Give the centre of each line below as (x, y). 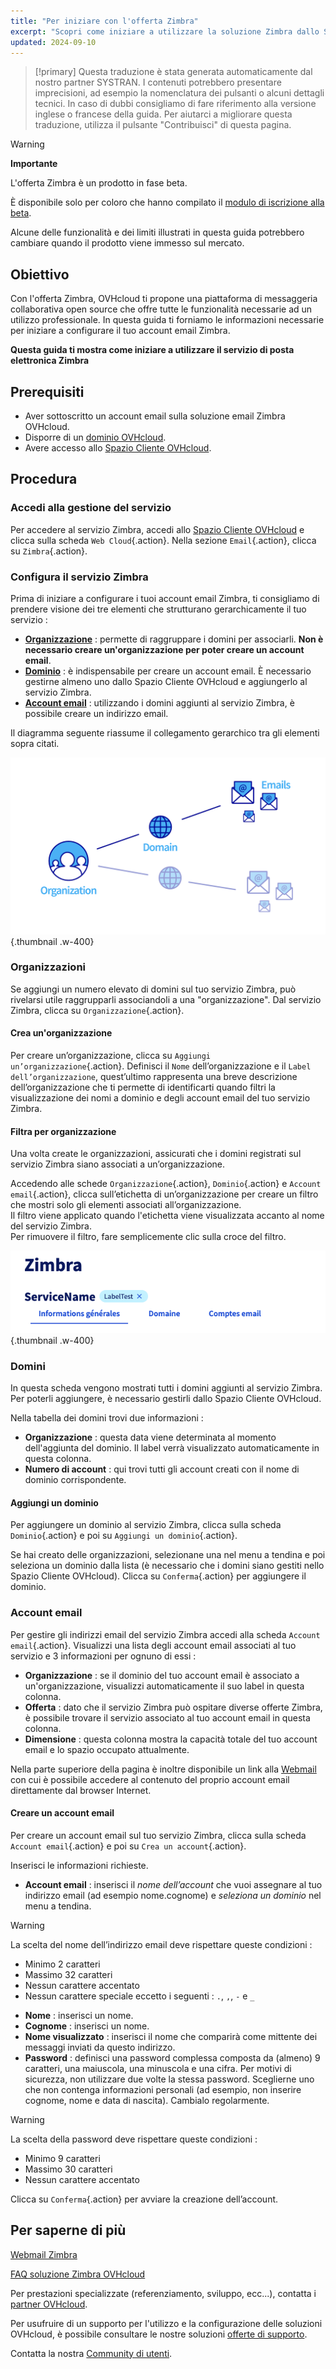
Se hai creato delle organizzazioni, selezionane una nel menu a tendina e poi (168, 1555)
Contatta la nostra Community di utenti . (91, 2353)
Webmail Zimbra (44, 2254)
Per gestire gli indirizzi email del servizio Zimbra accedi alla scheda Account (165, 1634)
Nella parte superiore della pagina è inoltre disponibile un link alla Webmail (163, 1769)
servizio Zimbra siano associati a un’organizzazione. (117, 1164)
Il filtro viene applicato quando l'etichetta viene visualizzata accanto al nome (167, 1216)
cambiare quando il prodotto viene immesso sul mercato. (127, 243)
